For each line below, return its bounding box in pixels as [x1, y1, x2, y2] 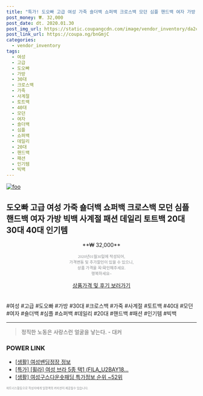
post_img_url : [6, 25, 42, 32]
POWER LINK [6, 343, 45, 352]
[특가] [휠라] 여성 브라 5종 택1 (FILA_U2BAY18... [14, 366, 129, 373]
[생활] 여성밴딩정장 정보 [14, 358, 71, 366]
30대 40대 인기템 [6, 225, 68, 235]
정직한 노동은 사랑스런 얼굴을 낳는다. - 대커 [21, 328, 122, 335]
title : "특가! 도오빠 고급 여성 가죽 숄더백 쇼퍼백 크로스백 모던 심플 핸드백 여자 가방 [6, 8, 196, 15]
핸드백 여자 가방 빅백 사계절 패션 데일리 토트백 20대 [6, 213, 185, 224]
